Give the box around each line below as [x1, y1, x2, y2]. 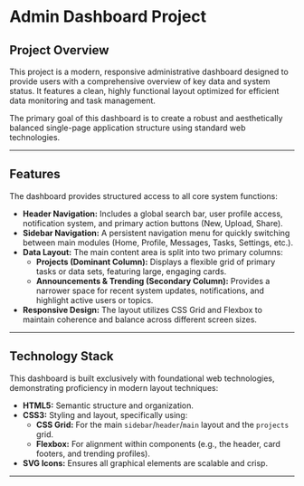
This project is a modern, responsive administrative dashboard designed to [9, 66, 290, 77]
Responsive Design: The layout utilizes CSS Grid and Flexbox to [22, 304, 262, 315]
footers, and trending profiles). [35, 448, 151, 459]
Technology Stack [9, 348, 114, 364]
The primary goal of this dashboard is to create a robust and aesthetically [9, 113, 283, 123]
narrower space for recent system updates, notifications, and [35, 285, 265, 296]
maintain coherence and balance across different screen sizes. [22, 314, 258, 325]
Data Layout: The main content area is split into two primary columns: [22, 246, 283, 257]
